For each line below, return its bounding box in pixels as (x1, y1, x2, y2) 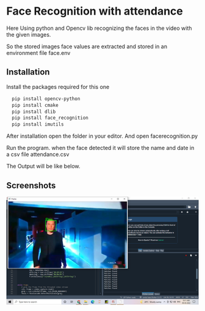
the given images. (6, 30, 51, 38)
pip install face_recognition (12, 115, 88, 121)
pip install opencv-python (12, 96, 81, 102)
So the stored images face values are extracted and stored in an (6, 43, 168, 50)
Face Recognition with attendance (6, 4, 183, 18)
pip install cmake (12, 102, 59, 108)
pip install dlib (12, 109, 56, 115)
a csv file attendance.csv (6, 151, 70, 158)
